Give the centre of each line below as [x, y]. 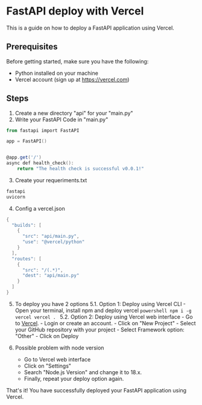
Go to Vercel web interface [57, 359]
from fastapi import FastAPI [43, 130]
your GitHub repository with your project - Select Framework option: [100, 330]
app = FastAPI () [27, 141]
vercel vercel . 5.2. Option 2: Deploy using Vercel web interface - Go [104, 317]
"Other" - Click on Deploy [47, 336]
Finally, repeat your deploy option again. [74, 378]
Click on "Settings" [47, 366]
